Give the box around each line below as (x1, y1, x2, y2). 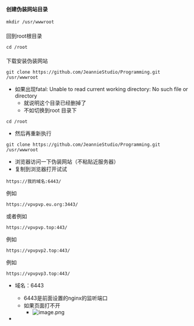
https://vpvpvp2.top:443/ (6, 247, 70, 254)
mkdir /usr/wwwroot (6, 19, 55, 25)
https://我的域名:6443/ (6, 178, 61, 184)
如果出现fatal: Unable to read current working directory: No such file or (14, 86, 189, 93)
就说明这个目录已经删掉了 (23, 99, 87, 106)
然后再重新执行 (14, 130, 52, 137)
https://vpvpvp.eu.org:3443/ (6, 202, 78, 208)
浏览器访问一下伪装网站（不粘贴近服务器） (14, 158, 119, 165)
